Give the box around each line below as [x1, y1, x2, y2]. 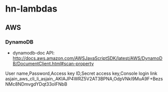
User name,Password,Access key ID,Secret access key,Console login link [5, 70, 157, 76]
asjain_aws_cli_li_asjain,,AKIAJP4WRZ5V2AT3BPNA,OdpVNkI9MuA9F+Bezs [5, 75, 163, 81]
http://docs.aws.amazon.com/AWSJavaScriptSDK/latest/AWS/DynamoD [12, 55, 163, 61]
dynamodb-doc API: [12, 50, 54, 56]
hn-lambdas [5, 3, 58, 15]
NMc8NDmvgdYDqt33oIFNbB [5, 81, 68, 87]
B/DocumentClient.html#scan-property [12, 60, 94, 66]
